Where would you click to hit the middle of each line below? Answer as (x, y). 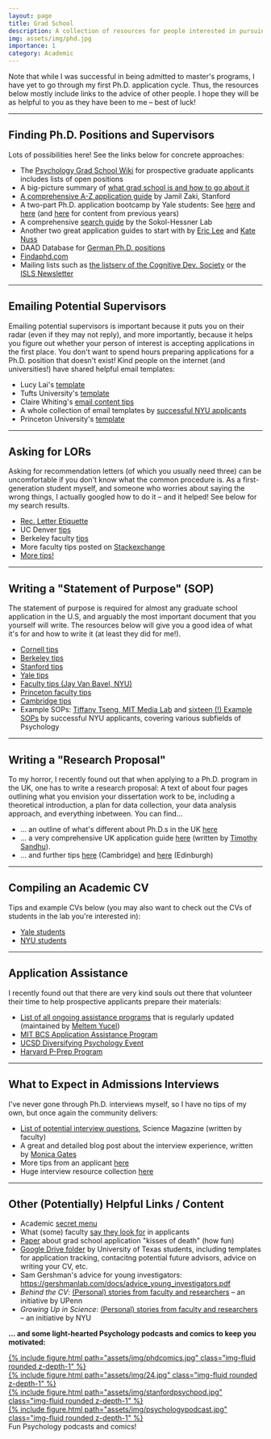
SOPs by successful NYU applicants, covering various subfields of (131, 718)
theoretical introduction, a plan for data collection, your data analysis (122, 805)
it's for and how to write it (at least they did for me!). (95, 634)
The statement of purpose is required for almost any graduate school (123, 608)
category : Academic (41, 53)
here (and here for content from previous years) (100, 213)
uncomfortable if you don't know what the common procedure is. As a (125, 480)
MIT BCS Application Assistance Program (89, 1034)
